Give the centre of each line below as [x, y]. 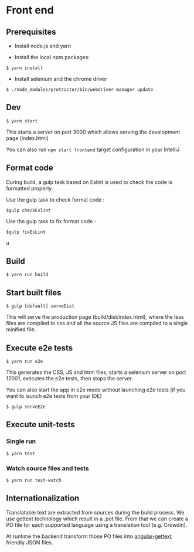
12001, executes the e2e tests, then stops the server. [70, 379]
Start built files [34, 293]
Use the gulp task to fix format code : [51, 221]
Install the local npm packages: [52, 57]
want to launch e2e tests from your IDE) [54, 396]
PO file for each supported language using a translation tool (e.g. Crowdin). [97, 524]
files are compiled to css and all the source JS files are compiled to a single [97, 323]
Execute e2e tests [40, 348]
